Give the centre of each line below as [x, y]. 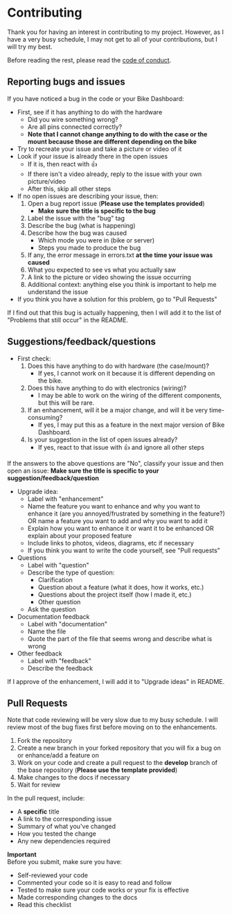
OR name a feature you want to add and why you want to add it [117, 520]
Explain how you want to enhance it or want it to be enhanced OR [121, 528]
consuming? [45, 417]
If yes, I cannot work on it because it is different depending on [126, 373]
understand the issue [58, 292]
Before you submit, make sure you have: [65, 862]
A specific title [38, 811]
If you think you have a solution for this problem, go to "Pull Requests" [117, 299]
